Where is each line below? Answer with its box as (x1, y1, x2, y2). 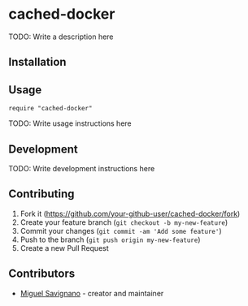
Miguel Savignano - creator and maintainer (20, 288, 164, 298)
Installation (8, 55, 67, 69)
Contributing (8, 187, 75, 201)
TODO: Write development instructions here (8, 163, 155, 173)
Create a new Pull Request (20, 243, 110, 252)
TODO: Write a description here (8, 32, 114, 41)
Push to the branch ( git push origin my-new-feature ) (20, 235, 201, 244)
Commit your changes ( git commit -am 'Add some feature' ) (20, 226, 222, 235)
